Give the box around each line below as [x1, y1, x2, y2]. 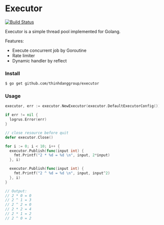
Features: [5, 38, 24, 44]
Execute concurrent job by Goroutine [12, 47, 87, 53]
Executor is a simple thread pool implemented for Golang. [5, 28, 121, 34]
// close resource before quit [5, 130, 69, 135]
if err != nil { [5, 113, 38, 118]
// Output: [5, 188, 27, 193]
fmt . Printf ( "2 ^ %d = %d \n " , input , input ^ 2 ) [14, 171, 110, 176]
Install [5, 70, 20, 77]
